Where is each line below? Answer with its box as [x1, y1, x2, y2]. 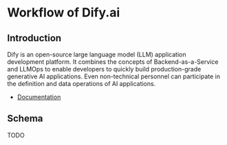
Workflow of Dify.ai [7, 5, 120, 21]
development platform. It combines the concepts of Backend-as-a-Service [7, 58, 219, 66]
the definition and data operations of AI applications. [7, 80, 156, 87]
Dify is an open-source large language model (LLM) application [7, 50, 186, 58]
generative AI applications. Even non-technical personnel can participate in [7, 72, 220, 80]
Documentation [17, 93, 61, 101]
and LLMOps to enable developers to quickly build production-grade [7, 65, 202, 73]
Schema [7, 113, 43, 124]
